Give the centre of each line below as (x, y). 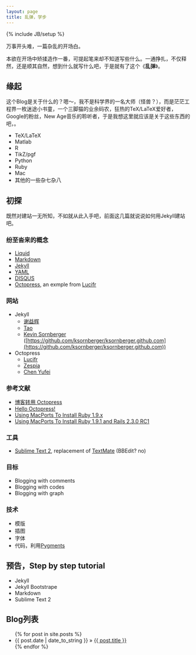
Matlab (23, 142)
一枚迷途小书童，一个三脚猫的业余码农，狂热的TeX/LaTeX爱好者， (96, 109)
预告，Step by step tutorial (56, 566)
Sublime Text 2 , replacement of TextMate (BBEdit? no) (80, 451)
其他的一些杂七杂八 (38, 180)
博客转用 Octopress (38, 402)
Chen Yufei (37, 372)
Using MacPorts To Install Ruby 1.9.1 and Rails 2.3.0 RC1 (82, 421)
